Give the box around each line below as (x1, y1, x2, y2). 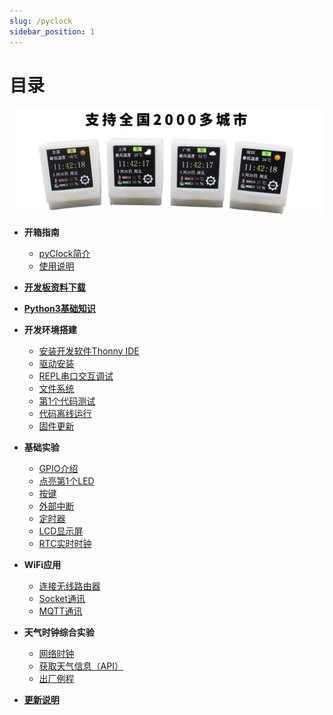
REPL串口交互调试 (38, 370, 114, 382)
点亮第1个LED (38, 475, 95, 487)
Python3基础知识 (23, 302, 96, 314)
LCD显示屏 (38, 525, 84, 537)
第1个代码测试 (38, 395, 96, 407)
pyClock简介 (38, 247, 91, 259)
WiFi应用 (23, 558, 62, 570)
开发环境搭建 (23, 323, 77, 335)
